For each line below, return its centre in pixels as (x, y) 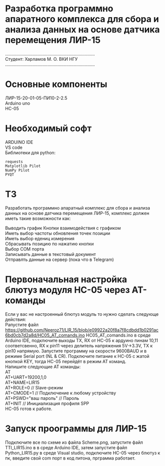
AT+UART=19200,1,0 (26, 377)
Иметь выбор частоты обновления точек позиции (58, 233)
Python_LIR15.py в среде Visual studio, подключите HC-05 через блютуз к (83, 453)
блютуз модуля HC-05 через (67, 290)
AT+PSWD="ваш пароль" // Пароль (42, 398)
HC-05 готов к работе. (29, 409)
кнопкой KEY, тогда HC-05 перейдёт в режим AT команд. (66, 361)
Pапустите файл (22, 325)
